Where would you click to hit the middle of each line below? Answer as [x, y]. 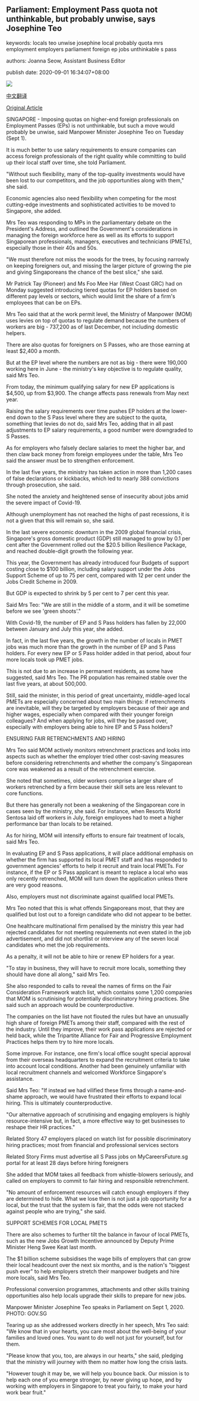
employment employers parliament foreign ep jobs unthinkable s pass [91, 49]
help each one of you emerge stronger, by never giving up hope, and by [94, 1380]
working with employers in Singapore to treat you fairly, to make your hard [97, 1386]
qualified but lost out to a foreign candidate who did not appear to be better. [99, 914]
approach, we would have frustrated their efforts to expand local [102, 1096]
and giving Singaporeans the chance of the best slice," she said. [85, 272]
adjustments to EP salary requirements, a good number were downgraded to [99, 430]
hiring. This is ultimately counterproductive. [59, 1103]
